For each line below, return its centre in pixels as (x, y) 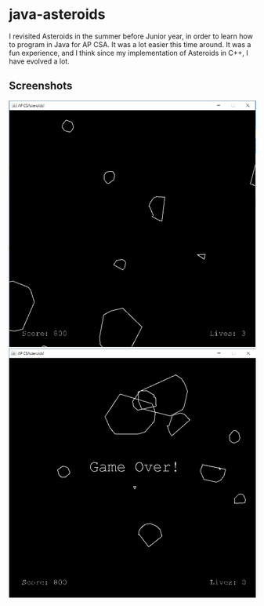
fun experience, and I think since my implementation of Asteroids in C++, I (129, 53)
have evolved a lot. (39, 61)
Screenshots (41, 86)
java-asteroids (57, 15)
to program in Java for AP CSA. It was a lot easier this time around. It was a (130, 44)
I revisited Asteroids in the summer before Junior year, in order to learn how (131, 36)
